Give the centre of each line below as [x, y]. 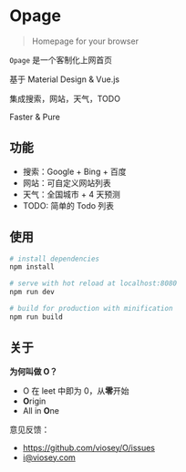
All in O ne [41, 410]
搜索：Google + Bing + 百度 [74, 171]
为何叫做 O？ [34, 371]
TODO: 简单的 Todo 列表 [68, 205]
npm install [32, 267]
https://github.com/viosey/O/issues [88, 447]
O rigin [34, 401]
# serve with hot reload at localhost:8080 [93, 283]
